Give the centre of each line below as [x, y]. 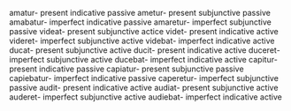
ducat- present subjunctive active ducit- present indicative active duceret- [145, 50]
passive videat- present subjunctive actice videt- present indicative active [144, 31]
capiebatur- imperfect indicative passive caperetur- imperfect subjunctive [144, 78]
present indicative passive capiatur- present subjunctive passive [127, 69]
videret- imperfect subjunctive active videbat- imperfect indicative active [142, 41]
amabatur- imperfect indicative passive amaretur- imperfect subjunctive [140, 22]
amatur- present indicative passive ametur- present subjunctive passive [140, 13]
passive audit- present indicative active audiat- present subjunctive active [144, 88]
